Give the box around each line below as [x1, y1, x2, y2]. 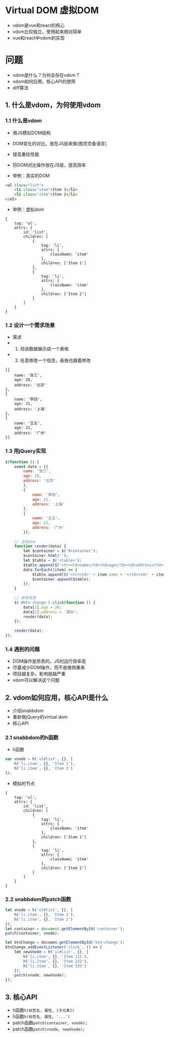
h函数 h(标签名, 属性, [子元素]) [12, 1007, 74, 1013]
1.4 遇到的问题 [5, 646, 40, 653]
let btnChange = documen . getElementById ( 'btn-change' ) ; [5, 940, 125, 945]
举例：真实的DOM [12, 172, 50, 179]
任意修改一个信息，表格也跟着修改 [20, 358, 91, 364]
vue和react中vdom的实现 [12, 35, 65, 41]
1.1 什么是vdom [5, 117, 42, 124]
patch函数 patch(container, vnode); [12, 1020, 88, 1026]
